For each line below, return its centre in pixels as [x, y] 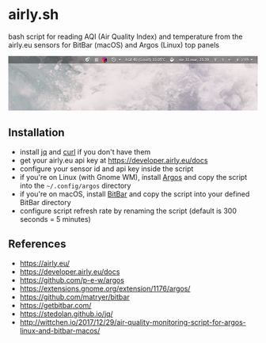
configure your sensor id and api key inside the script [106, 169]
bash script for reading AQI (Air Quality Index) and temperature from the [125, 36]
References [37, 244]
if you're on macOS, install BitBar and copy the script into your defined [135, 194]
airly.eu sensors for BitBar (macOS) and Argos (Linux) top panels [114, 44]
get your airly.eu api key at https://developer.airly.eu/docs [114, 160]
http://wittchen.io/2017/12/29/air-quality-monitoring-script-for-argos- [133, 322]
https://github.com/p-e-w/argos [72, 280]
